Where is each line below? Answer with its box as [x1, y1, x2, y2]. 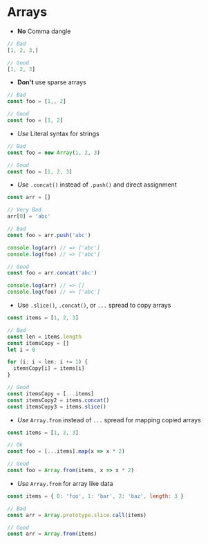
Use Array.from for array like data [17, 479, 113, 487]
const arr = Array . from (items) [7, 530, 97, 538]
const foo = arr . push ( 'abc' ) [7, 232, 91, 238]
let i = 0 [7, 346, 36, 353]
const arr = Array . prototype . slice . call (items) [7, 512, 147, 518]
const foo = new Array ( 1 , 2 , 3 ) [7, 149, 100, 156]
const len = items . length [7, 333, 82, 340]
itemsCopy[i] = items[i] [13, 365, 85, 372]
